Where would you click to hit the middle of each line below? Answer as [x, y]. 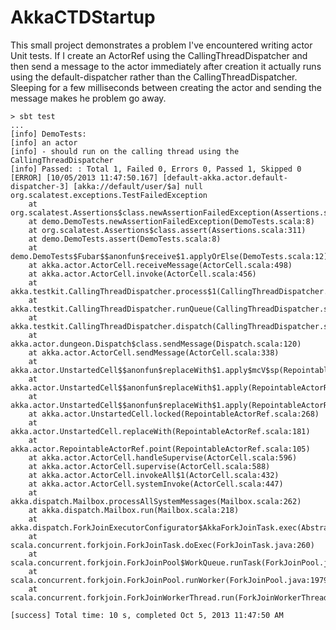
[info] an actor [44, 142]
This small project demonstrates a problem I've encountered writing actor [161, 45]
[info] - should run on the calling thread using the [125, 151]
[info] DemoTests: [48, 134]
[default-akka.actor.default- [225, 177]
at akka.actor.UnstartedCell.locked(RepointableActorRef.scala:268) [174, 414]
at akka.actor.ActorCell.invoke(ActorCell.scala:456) [142, 274]
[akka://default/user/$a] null [138, 186]
